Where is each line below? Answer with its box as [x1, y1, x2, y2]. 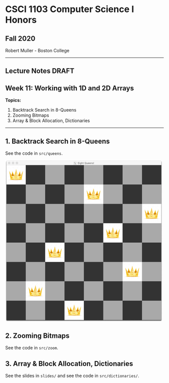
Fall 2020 [5, 34, 36, 43]
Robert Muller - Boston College [5, 48, 69, 53]
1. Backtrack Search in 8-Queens [5, 137, 110, 145]
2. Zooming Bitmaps [5, 331, 70, 340]
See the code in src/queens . [5, 150, 63, 156]
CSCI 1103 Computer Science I [5, 4, 134, 15]
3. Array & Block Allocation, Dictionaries [5, 359, 133, 368]
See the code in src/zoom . [5, 345, 59, 351]
